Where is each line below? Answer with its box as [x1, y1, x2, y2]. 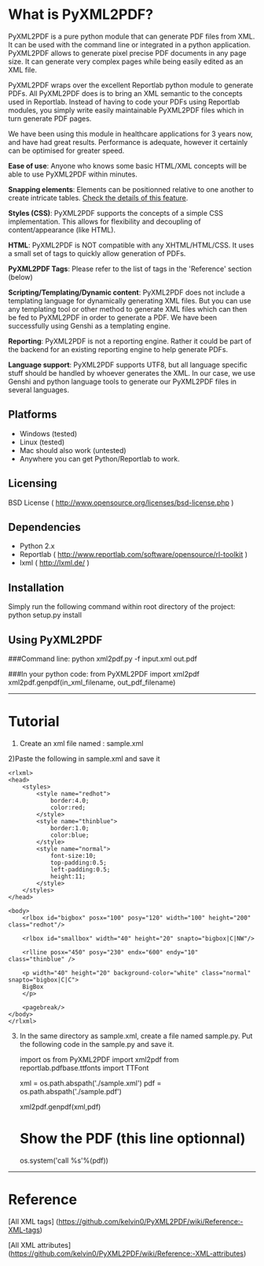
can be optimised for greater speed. [8, 146, 125, 155]
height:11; [49, 872, 86, 880]
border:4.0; [49, 796, 90, 804]
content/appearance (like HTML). [8, 225, 116, 234]
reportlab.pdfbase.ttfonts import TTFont [19, 1063, 149, 1072]
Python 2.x [19, 541, 55, 551]
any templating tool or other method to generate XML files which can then [8, 304, 247, 314]
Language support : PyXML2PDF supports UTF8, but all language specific [8, 360, 248, 369]
